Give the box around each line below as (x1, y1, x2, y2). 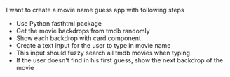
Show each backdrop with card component (15, 34, 141, 42)
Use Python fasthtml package (15, 19, 102, 27)
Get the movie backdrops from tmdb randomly (15, 27, 151, 35)
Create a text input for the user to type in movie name (15, 42, 171, 49)
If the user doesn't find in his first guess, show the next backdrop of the (15, 56, 224, 65)
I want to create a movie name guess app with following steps (6, 6, 184, 14)
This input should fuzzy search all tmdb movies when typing (15, 49, 190, 57)
